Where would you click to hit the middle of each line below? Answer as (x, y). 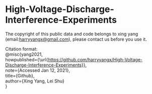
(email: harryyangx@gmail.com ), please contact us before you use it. (76, 39)
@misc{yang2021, (24, 54)
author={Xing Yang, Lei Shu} (35, 81)
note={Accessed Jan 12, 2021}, (38, 70)
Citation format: (21, 49)
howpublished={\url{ (27, 59)
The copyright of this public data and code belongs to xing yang (72, 34)
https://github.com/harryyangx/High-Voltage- (95, 59)
